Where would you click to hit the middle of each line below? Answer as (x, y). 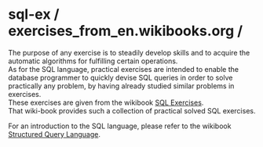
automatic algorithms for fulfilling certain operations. (93, 61)
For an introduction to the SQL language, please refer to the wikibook (120, 126)
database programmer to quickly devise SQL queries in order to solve (121, 77)
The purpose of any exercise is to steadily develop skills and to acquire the (129, 52)
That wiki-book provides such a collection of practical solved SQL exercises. (132, 110)
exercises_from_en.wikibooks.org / (126, 31)
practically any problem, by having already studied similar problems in (121, 86)
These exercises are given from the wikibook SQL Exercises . (106, 102)
